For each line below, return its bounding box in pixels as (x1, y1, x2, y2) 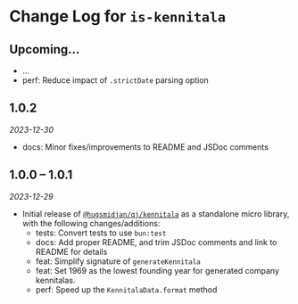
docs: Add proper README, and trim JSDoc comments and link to (35, 236, 277, 247)
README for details (35, 246, 108, 257)
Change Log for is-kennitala (9, 6, 226, 27)
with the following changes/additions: (21, 218, 161, 228)
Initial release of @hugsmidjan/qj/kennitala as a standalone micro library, (21, 208, 290, 219)
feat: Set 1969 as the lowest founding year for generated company (35, 265, 279, 275)
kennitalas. (35, 275, 76, 285)
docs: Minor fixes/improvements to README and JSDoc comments (21, 141, 269, 152)
